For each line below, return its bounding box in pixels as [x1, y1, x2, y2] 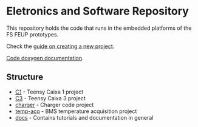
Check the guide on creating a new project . [6, 43, 115, 50]
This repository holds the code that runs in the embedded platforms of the [6, 24, 192, 32]
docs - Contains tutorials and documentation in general [15, 114, 154, 121]
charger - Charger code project [15, 101, 94, 108]
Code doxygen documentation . [6, 54, 84, 61]
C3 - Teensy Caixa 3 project [15, 94, 86, 101]
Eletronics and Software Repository [6, 4, 189, 18]
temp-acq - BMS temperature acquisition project [15, 108, 137, 115]
